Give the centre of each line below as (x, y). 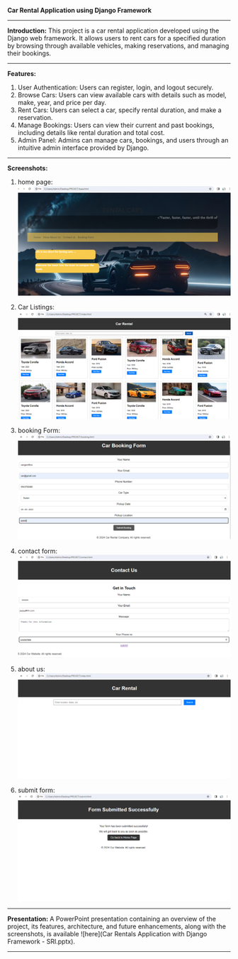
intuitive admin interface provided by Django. (83, 148)
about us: (32, 669)
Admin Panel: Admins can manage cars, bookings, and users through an (123, 140)
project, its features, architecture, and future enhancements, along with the (117, 926)
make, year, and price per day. (62, 103)
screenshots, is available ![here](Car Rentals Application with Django (107, 933)
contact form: (38, 551)
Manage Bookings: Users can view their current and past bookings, (116, 125)
